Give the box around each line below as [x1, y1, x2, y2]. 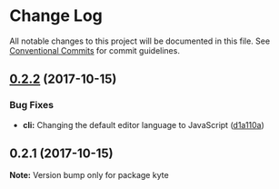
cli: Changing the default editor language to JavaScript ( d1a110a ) [22, 119, 265, 130]
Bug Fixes [9, 99, 55, 112]
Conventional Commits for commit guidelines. [9, 45, 180, 55]
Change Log [9, 5, 103, 26]
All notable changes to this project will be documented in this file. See [9, 35, 271, 46]
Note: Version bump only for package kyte [9, 170, 170, 181]
